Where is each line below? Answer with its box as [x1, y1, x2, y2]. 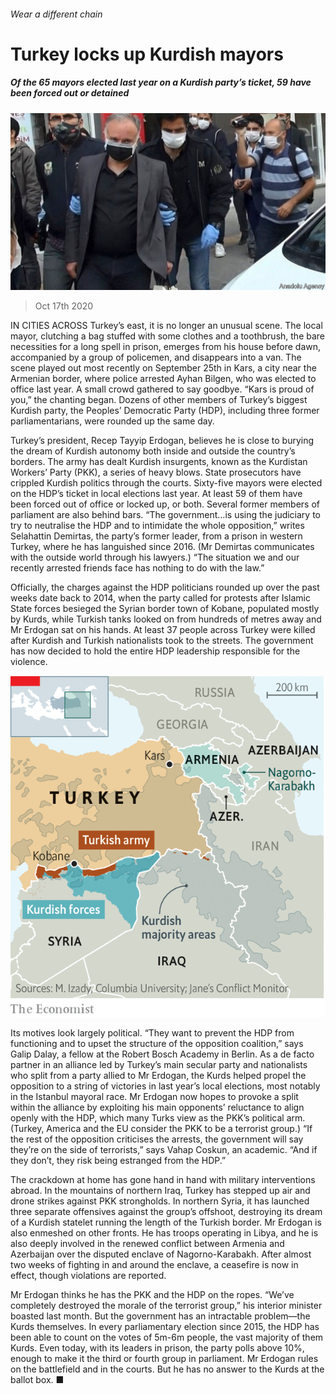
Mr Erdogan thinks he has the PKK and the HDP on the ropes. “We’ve [10, 1288, 295, 1300]
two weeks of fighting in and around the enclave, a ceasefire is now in [10, 1258, 299, 1270]
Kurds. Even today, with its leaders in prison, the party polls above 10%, [10, 1341, 305, 1354]
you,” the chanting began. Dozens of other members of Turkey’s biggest [10, 394, 308, 406]
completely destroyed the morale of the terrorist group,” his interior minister [10, 1299, 323, 1311]
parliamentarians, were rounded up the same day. [10, 415, 215, 427]
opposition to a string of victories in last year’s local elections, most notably [10, 1080, 321, 1092]
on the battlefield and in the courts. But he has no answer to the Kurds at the [10, 1363, 325, 1375]
